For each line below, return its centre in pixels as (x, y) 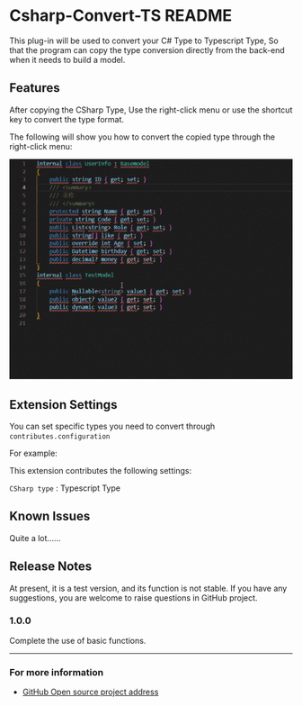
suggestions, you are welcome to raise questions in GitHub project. (133, 597)
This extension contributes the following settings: (100, 470)
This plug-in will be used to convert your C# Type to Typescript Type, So (144, 41)
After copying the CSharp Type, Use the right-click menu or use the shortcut (151, 110)
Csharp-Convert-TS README (121, 16)
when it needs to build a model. (67, 59)
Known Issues (50, 516)
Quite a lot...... (35, 538)
